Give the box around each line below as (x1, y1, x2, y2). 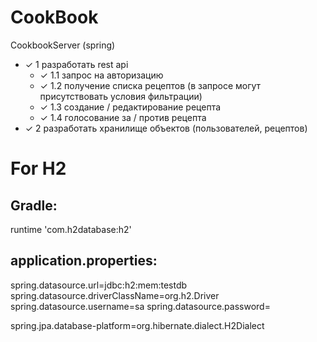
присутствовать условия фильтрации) (39, 90, 203, 102)
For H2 (10, 157, 67, 180)
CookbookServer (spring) (10, 39, 116, 51)
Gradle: (10, 197, 58, 214)
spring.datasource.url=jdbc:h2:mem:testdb (10, 279, 188, 291)
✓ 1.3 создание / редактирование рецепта (39, 101, 222, 113)
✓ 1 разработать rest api (24, 58, 129, 70)
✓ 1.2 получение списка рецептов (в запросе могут (39, 79, 262, 91)
